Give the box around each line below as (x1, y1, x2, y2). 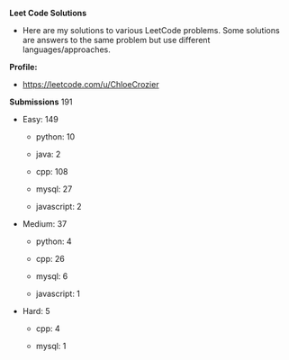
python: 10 (35, 131, 75, 142)
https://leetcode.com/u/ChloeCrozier (22, 79, 159, 89)
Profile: (9, 62, 38, 72)
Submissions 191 (9, 96, 73, 107)
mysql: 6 (35, 271, 68, 282)
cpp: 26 (35, 254, 65, 264)
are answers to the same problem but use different (22, 35, 211, 45)
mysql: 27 (35, 184, 73, 194)
